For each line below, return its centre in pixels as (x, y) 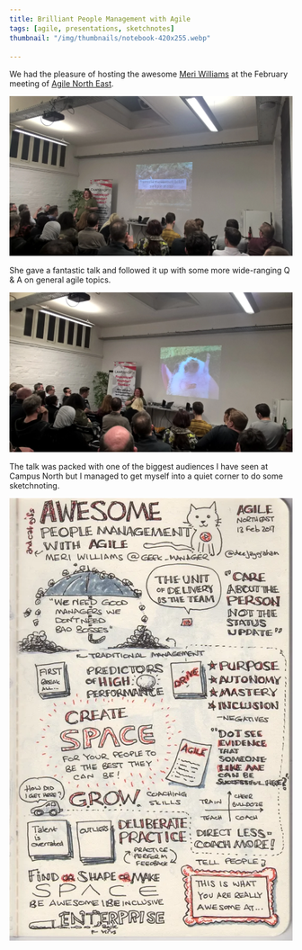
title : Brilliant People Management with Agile (100, 19)
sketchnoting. (35, 486)
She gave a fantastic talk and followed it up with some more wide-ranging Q (150, 271)
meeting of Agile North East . (62, 84)
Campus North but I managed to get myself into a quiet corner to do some (146, 476)
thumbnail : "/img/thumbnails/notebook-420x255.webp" (110, 38)
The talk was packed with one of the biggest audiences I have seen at (138, 467)
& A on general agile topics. (60, 280)
